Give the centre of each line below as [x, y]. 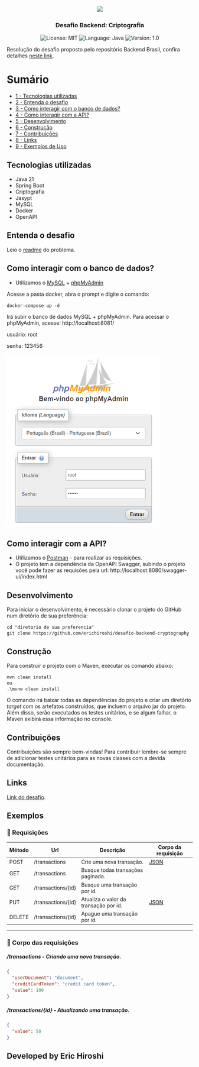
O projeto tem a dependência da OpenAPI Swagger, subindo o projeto [100, 564]
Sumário [28, 80]
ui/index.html [31, 577]
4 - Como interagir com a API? [52, 115]
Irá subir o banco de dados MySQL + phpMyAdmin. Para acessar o [88, 316]
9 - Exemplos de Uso [41, 146]
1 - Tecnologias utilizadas [46, 96]
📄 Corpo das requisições [43, 942]
